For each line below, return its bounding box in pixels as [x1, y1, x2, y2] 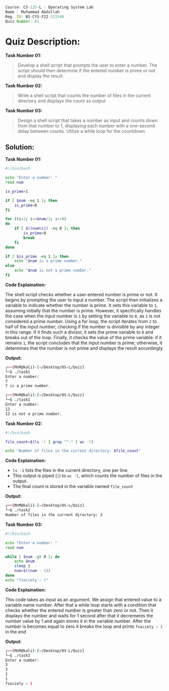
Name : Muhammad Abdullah [5, 9, 60, 15]
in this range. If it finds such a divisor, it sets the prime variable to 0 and [5, 329, 153, 335]
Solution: [5, 143, 34, 151]
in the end [5, 628, 26, 634]
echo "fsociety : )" [5, 577, 49, 582]
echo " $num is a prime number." [14, 258, 82, 263]
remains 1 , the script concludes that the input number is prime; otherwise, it [5, 340, 162, 346]
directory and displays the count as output [17, 98, 106, 104]
